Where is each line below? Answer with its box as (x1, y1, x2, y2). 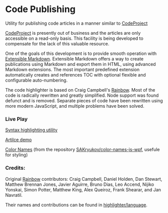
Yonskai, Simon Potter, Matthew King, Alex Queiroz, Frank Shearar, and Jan (5, 186, 161, 192)
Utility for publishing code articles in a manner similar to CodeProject (5, 20, 148, 26)
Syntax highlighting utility (5, 127, 58, 133)
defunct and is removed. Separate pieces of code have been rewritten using (5, 97, 163, 104)
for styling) (5, 152, 28, 158)
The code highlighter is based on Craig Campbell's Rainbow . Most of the (5, 87, 155, 93)
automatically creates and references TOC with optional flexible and (5, 72, 146, 78)
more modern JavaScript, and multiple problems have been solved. (5, 103, 144, 109)
